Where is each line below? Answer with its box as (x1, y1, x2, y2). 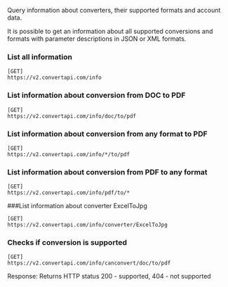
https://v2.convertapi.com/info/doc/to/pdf (7, 113, 137, 120)
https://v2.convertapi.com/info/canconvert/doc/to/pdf (7, 260, 171, 267)
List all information (7, 52, 72, 62)
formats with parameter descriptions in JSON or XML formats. (7, 34, 187, 43)
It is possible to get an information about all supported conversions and (7, 27, 213, 35)
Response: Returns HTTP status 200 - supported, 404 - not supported (7, 272, 212, 281)
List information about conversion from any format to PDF (7, 129, 208, 139)
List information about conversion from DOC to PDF (7, 91, 186, 101)
